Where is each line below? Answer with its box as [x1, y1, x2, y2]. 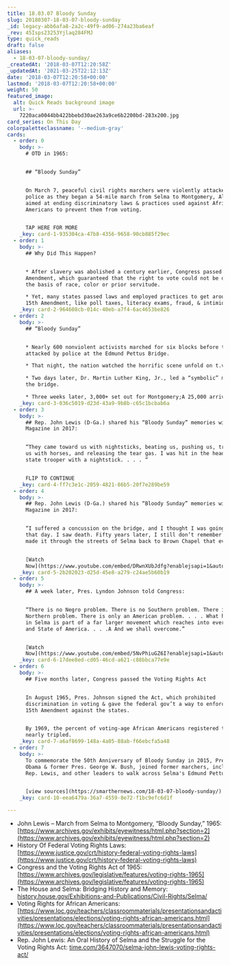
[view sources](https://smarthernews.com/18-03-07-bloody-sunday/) [25, 788, 222, 795]
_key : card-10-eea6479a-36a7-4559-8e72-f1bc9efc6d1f [19, 794, 173, 802]
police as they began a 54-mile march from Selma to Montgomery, [25, 193, 216, 200]
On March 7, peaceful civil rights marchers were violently [25, 186, 201, 194]
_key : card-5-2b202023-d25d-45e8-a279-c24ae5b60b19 [19, 569, 170, 576]
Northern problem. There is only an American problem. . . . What [25, 613, 219, 620]
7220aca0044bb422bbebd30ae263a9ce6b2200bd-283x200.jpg [19, 112, 179, 119]
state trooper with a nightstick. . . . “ [25, 456, 149, 463]
